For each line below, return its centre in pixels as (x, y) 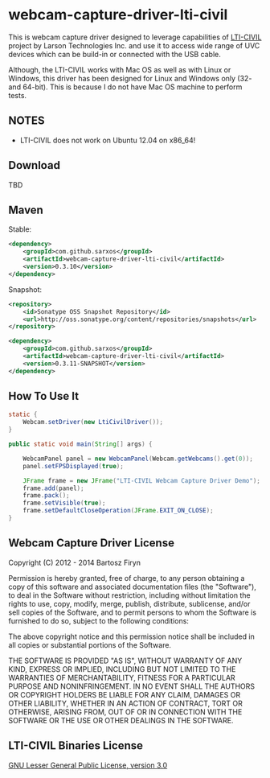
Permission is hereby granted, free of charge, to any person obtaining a (127, 578)
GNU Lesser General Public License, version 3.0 (88, 765)
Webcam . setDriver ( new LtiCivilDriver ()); (93, 422)
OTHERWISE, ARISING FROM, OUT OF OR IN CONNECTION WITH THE (125, 712)
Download (34, 165)
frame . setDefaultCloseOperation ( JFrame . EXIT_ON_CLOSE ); (119, 511)
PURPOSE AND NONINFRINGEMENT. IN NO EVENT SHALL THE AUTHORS (132, 686)
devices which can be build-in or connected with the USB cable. (115, 54)
